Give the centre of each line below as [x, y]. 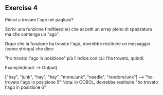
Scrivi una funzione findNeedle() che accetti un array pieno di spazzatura [79, 29]
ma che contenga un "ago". [32, 34]
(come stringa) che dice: [30, 48]
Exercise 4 [21, 8]
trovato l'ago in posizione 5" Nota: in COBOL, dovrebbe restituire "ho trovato [81, 82]
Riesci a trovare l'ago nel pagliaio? [39, 19]
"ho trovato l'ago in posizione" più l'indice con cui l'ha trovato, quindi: [75, 58]
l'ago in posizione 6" [26, 87]
